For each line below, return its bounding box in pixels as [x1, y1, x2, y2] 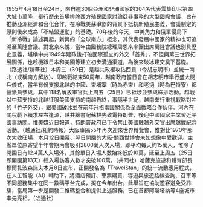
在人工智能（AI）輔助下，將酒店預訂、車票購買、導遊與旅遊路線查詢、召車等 [6, 172, 197, 179]
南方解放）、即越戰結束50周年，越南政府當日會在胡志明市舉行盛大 [27, 73, 190, 80]
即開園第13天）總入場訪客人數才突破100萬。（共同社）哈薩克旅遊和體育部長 [6, 157, 193, 163]
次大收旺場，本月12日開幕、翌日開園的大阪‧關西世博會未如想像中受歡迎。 [6, 134, 188, 141]
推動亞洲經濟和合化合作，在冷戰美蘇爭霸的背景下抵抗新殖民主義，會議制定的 [6, 21, 197, 27]
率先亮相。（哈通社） [6, 194, 57, 202]
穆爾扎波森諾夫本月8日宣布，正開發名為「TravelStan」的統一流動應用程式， [6, 164, 195, 171]
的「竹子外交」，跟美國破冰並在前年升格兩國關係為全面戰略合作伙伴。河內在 [6, 103, 195, 111]
